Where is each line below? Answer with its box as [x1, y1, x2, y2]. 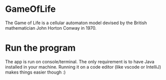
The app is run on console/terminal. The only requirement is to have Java [5, 58, 155, 65]
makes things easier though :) [5, 69, 66, 75]
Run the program [5, 42, 76, 54]
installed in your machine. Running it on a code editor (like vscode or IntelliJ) [5, 64, 162, 70]
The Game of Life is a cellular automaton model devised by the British [5, 20, 147, 26]
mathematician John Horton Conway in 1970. [5, 25, 97, 31]
